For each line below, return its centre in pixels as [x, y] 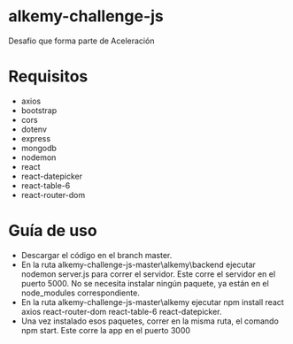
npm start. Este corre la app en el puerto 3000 [106, 330]
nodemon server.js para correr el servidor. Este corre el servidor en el [148, 274]
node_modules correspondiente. [81, 293]
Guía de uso [53, 231]
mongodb [39, 148]
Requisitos [48, 76]
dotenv [34, 129]
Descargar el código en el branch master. [96, 255]
